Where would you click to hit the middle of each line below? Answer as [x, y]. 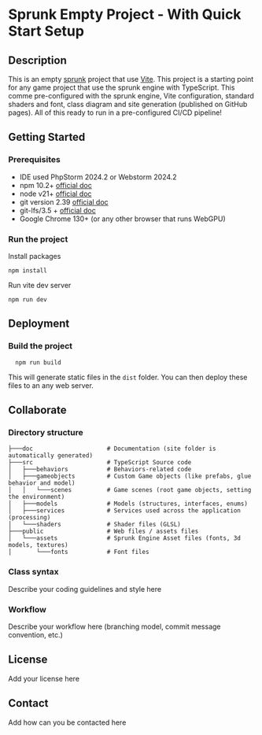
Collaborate [37, 410]
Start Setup [46, 31]
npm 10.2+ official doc [55, 185]
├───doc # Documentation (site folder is [112, 449]
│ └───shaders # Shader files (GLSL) [94, 525]
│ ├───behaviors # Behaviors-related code [100, 470]
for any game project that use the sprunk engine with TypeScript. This [122, 87]
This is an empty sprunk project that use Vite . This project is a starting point [131, 79]
